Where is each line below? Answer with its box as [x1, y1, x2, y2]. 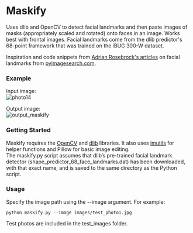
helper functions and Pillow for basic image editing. [6, 145, 130, 153]
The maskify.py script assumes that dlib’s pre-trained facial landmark [6, 152, 173, 159]
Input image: [6, 88, 36, 95]
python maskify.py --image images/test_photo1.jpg [6, 210, 132, 215]
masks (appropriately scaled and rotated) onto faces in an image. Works [6, 29, 180, 36]
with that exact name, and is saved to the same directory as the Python [6, 164, 177, 171]
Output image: [6, 105, 41, 112]
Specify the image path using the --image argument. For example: [6, 198, 166, 205]
